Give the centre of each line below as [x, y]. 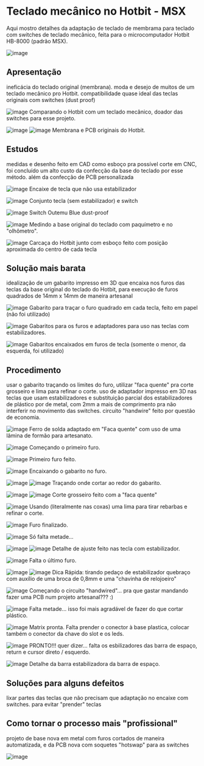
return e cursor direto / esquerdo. [48, 652]
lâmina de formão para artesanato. [50, 436]
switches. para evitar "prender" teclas [54, 704]
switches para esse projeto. [41, 118]
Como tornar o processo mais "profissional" [92, 724]
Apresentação [34, 72]
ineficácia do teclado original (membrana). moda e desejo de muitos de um [100, 87]
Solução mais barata [46, 268]
